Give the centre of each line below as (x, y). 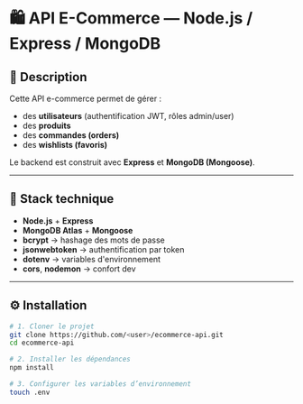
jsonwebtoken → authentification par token (103, 249)
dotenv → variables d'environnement (91, 259)
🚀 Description (48, 77)
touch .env (30, 392)
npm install (32, 368)
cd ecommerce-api (42, 343)
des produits (46, 125)
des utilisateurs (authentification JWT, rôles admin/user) (128, 116)
